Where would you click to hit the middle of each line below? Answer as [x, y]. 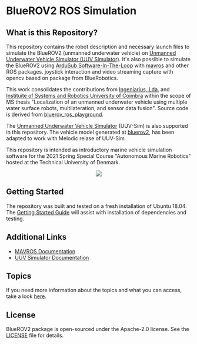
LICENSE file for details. [35, 335]
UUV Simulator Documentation [52, 257]
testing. [15, 219]
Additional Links [36, 237]
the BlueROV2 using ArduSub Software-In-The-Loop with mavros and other [98, 65]
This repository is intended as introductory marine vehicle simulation [89, 150]
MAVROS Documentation [45, 251]
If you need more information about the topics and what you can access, [94, 290]
